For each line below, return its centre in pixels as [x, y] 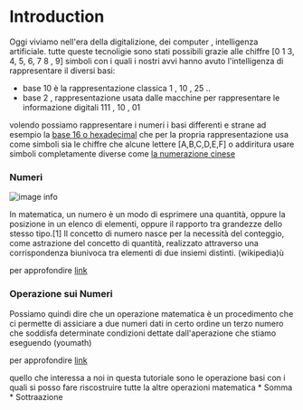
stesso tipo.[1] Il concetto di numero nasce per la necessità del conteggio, [147, 234]
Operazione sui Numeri [61, 294]
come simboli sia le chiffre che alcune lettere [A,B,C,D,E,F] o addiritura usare [152, 144]
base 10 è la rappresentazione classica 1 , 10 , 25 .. [116, 88]
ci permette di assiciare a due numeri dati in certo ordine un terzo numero [147, 323]
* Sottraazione [36, 396]
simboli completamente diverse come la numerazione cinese [123, 153]
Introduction [57, 17]
